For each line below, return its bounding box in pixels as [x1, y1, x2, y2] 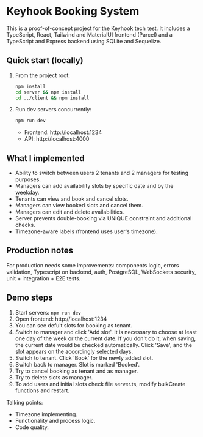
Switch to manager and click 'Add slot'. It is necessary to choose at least [15, 328, 197, 335]
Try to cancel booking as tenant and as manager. [15, 367, 138, 375]
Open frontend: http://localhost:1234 [15, 315, 107, 323]
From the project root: [15, 72, 70, 79]
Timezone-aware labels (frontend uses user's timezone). [15, 228, 158, 235]
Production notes [6, 245, 74, 256]
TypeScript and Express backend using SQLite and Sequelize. [6, 37, 162, 45]
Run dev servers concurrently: [15, 106, 91, 113]
